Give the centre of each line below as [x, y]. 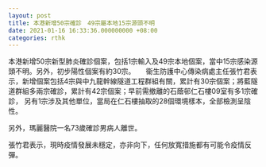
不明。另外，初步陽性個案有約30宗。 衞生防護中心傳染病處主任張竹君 [133, 72]
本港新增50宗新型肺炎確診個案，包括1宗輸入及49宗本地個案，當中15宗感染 [130, 61]
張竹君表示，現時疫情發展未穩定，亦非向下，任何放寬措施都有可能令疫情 [126, 145]
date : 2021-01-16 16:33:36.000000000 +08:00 [83, 30]
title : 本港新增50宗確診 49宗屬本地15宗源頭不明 [82, 23]
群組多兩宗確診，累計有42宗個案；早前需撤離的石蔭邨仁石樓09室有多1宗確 [136, 91]
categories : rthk [37, 38]
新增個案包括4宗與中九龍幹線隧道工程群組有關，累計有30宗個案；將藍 [137, 81]
